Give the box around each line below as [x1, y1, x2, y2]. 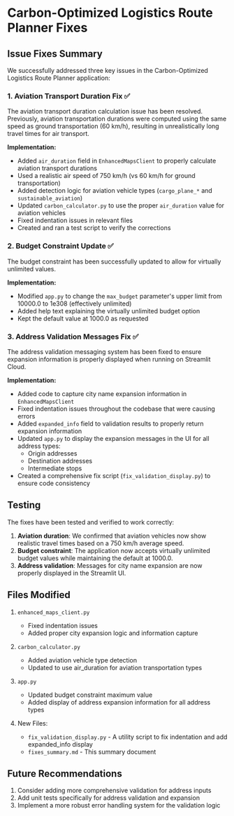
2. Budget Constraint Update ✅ [7, 241, 114, 251]
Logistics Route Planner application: [7, 74, 110, 82]
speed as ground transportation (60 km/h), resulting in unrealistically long [7, 122, 219, 130]
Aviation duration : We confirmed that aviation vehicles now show [17, 531, 207, 540]
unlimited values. [7, 264, 57, 273]
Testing [7, 499, 41, 511]
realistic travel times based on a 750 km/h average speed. [17, 538, 184, 548]
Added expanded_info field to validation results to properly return [17, 419, 204, 428]
